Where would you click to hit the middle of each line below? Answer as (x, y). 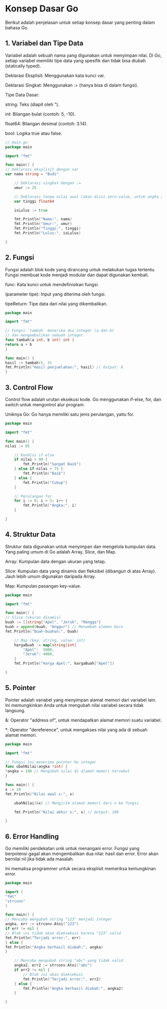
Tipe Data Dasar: (22, 94)
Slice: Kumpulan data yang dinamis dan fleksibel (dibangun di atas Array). (81, 571)
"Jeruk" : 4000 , (39, 654)
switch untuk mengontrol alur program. (45, 405)
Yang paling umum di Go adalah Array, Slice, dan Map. (61, 551)
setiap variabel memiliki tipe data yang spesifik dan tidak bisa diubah (76, 61)
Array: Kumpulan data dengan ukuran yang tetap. (56, 561)
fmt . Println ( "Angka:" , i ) (50, 505)
